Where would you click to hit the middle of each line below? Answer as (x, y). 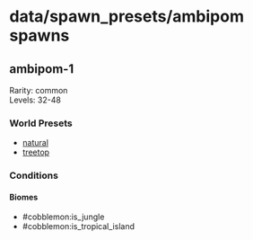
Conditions (34, 175)
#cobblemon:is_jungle (63, 217)
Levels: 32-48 (35, 100)
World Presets (41, 123)
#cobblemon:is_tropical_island (78, 227)
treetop (36, 152)
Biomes (24, 197)
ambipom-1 (42, 69)
